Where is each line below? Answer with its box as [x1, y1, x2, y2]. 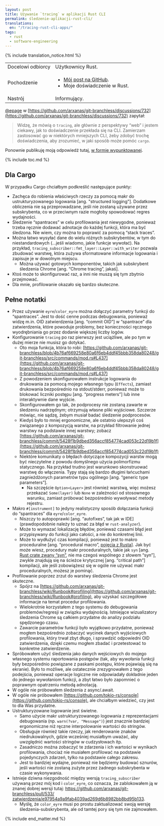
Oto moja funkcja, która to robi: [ [19, 345, 85, 351]
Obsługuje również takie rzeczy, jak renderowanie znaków [19, 728, 137, 735]
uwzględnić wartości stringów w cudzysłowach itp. [19, 739, 123, 745]
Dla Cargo [5, 171, 36, 179]
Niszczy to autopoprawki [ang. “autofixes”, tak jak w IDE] [19, 516, 134, 522]
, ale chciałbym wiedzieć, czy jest [87, 698, 155, 703]
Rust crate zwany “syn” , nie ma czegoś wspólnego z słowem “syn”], [19, 552, 156, 558]
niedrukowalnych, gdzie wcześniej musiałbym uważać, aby [19, 734, 138, 740]
